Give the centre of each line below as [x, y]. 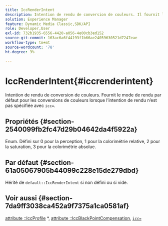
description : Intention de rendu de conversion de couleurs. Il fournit [82, 15]
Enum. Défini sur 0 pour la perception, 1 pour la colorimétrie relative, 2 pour [83, 142]
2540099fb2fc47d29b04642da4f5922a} [71, 129]
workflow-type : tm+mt [28, 43]
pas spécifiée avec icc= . [30, 105]
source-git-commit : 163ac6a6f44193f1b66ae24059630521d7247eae [71, 38]
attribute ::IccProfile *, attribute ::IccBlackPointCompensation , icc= [73, 218]
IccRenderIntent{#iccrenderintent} [79, 81]
